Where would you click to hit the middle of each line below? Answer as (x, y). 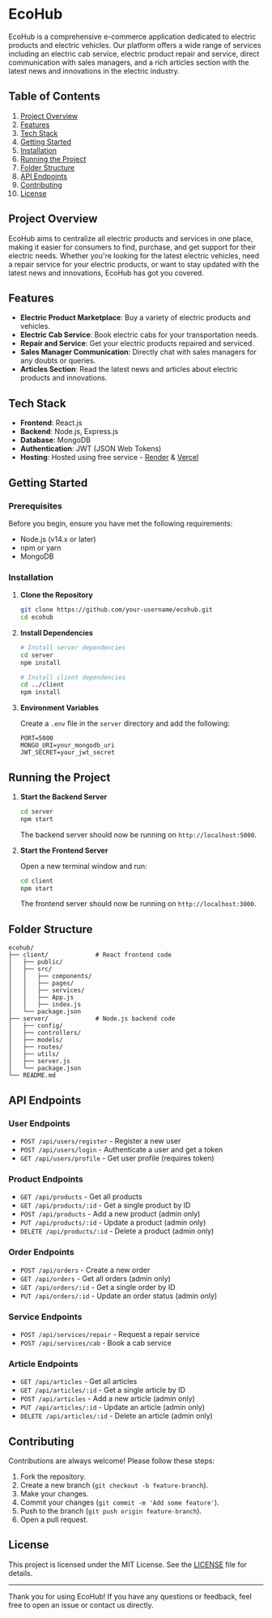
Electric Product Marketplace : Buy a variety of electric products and (135, 317)
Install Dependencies (56, 632)
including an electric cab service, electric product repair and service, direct (134, 53)
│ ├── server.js (39, 1062)
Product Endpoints (46, 1179)
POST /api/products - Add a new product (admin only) (110, 1214)
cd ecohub (37, 617)
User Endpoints (39, 1123)
